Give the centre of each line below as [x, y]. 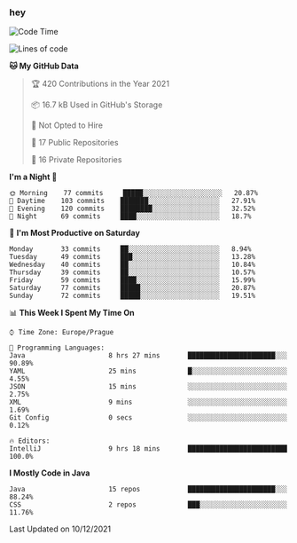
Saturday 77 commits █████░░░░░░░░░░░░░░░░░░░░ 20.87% [132, 288]
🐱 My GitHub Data [44, 66]
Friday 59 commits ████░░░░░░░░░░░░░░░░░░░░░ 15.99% [132, 280]
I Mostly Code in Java [50, 473]
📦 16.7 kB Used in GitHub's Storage [97, 105]
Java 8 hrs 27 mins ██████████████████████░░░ [148, 356]
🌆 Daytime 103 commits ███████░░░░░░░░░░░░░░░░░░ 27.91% [132, 201]
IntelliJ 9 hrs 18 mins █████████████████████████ [148, 449]
